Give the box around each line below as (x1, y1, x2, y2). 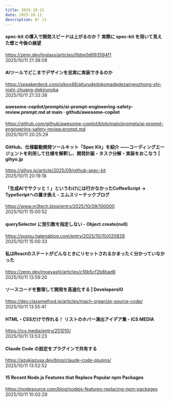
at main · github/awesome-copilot (46, 109, 120, 115)
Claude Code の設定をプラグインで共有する (5, 345, 97, 351)
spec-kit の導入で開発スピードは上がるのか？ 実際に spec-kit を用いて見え (5, 33, 162, 39)
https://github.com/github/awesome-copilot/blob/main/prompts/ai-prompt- (5, 120, 164, 126)
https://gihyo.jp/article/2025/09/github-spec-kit (5, 167, 106, 174)
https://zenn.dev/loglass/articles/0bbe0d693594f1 (5, 52, 111, 58)
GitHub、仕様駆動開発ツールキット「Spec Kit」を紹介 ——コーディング (5, 144, 156, 150)
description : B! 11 (5, 17, 47, 22)
